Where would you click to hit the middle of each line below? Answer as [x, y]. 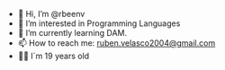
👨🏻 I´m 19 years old [54, 56]
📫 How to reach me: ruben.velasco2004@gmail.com [117, 43]
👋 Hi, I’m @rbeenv [51, 14]
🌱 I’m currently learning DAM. [72, 33]
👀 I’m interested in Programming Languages [99, 23]
